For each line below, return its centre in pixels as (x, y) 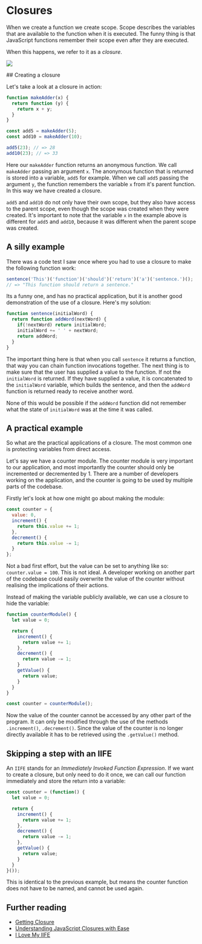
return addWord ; (38, 336)
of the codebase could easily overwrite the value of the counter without (96, 579)
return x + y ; (35, 109)
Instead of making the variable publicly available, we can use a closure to (97, 597)
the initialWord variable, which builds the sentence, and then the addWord (98, 385)
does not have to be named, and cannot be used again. (75, 888)
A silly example (36, 247)
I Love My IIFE (32, 935)
